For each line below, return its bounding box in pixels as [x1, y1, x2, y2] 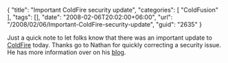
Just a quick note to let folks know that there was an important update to [7, 34, 213, 42]
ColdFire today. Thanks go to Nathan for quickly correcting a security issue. [7, 41, 222, 49]
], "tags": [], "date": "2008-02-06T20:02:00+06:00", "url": [7, 13, 173, 21]
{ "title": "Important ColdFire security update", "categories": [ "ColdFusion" [7, 6, 218, 14]
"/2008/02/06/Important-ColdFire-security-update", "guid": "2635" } [7, 21, 203, 28]
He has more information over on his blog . [7, 48, 126, 56]
